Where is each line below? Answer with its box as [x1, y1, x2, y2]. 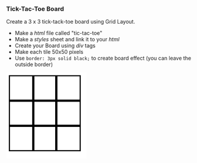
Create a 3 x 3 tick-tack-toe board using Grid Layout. [6, 18, 135, 25]
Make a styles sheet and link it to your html [14, 36, 120, 43]
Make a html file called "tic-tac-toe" [14, 30, 103, 37]
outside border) [14, 61, 53, 68]
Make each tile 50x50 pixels [14, 48, 84, 56]
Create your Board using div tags [14, 42, 96, 49]
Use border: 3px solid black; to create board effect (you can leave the [14, 55, 192, 62]
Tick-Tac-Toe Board [6, 5, 64, 13]
